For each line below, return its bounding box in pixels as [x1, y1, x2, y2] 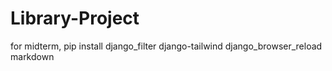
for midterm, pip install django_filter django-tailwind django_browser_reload [10, 40, 323, 52]
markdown [10, 50, 55, 62]
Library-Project [10, 7, 140, 30]
